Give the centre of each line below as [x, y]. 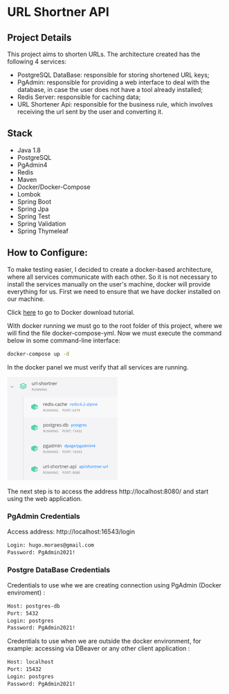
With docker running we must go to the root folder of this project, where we [115, 325]
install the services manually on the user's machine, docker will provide [109, 284]
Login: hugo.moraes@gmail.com [51, 545]
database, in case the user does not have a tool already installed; [110, 90]
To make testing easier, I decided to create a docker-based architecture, [110, 269]
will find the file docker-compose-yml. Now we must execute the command [114, 333]
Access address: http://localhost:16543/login [71, 531]
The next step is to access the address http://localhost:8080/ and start [108, 491]
